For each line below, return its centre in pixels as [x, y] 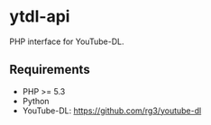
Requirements [50, 70]
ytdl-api [40, 17]
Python [36, 101]
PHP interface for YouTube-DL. [67, 41]
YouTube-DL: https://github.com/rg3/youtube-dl [112, 111]
